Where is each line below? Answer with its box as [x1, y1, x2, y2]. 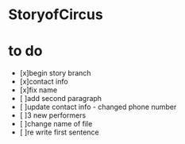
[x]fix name [19, 85, 58, 95]
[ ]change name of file [19, 119, 93, 129]
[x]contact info [19, 77, 69, 87]
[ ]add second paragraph [19, 94, 102, 103]
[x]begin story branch [19, 68, 91, 78]
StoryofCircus [8, 6, 103, 24]
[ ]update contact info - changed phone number [19, 102, 177, 112]
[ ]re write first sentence [19, 127, 99, 137]
